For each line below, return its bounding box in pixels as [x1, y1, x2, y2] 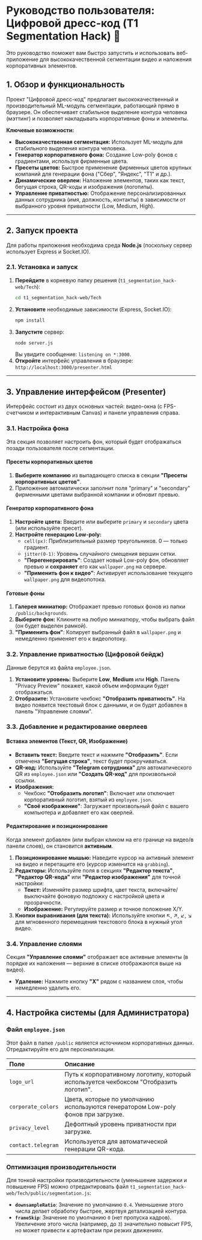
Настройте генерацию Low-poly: [14, 531, 102, 538]
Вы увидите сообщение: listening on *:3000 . [14, 351, 132, 358]
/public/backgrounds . [14, 609, 68, 617]
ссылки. [14, 777, 36, 784]
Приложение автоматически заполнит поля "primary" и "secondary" [14, 484, 191, 492]
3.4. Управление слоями [6, 940, 82, 948]
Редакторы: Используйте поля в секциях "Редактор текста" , [14, 866, 174, 874]
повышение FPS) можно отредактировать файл [6, 1183, 129, 1191]
